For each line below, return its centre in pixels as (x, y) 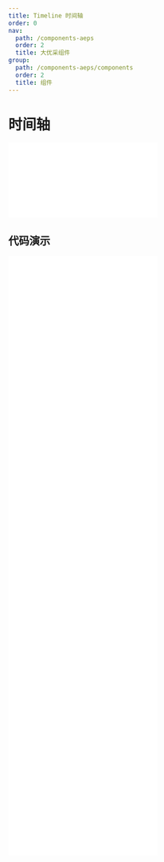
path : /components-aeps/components (74, 68)
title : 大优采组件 (43, 53)
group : (19, 61)
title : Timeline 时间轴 (46, 16)
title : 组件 (34, 82)
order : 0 (23, 23)
